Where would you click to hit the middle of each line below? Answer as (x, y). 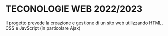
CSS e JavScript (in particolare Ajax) (43, 28)
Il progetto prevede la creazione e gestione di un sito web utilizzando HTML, (84, 23)
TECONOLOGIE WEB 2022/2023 (74, 9)
